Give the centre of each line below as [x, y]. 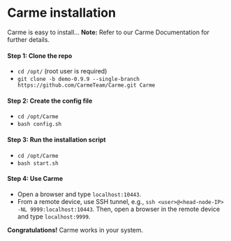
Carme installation [62, 13]
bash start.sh [38, 163]
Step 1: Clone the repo [40, 56]
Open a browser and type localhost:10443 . [79, 194]
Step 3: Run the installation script [57, 139]
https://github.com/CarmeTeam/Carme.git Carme [86, 85]
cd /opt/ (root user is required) [62, 71]
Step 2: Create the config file [50, 101]
